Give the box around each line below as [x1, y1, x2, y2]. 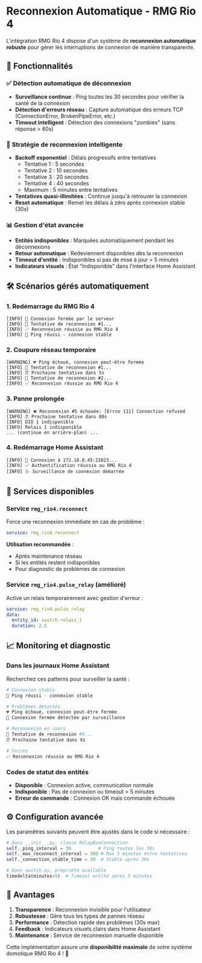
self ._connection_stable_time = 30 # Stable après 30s [6, 857, 150, 863]
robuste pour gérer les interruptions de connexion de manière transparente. [6, 44, 195, 51]
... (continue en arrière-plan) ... [6, 429, 98, 436]
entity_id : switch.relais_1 [11, 617, 83, 624]
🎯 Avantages [6, 890, 55, 900]
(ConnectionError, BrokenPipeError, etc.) [14, 112, 116, 119]
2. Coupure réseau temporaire [6, 345, 96, 354]
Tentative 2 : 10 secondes [24, 166, 88, 174]
